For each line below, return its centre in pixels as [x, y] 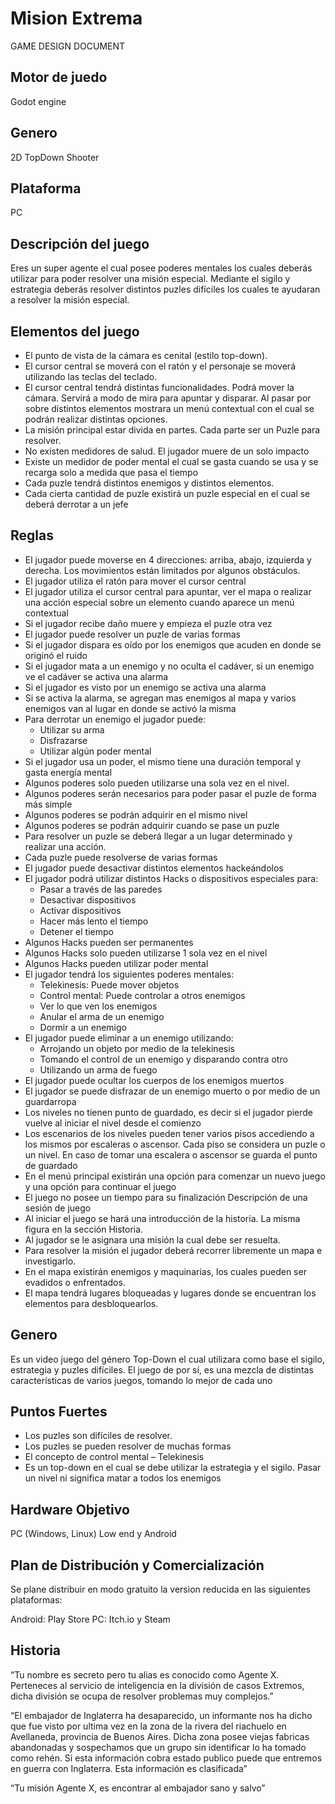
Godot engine [38, 101]
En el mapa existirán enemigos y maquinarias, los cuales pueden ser [165, 1271]
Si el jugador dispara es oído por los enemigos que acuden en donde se [173, 644]
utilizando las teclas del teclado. [91, 376]
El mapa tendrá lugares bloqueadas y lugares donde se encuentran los [170, 1293]
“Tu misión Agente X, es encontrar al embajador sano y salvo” [138, 1788]
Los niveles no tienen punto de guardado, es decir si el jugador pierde [169, 1112]
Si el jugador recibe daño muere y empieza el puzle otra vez [148, 623]
